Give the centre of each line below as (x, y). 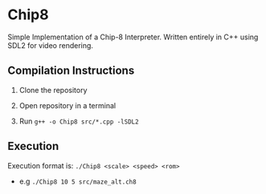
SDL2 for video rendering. (51, 45)
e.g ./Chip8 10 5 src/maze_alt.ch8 (78, 181)
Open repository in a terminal (68, 105)
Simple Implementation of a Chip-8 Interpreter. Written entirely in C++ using (133, 37)
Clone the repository (53, 90)
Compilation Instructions (71, 71)
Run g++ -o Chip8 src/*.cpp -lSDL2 (79, 121)
